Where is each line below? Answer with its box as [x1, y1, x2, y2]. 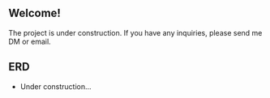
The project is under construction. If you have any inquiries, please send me [8, 28, 263, 37]
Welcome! [8, 6, 61, 20]
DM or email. [8, 36, 51, 46]
